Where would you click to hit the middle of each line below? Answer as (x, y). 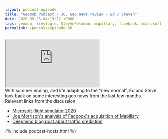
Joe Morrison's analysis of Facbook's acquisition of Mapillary (75, 116)
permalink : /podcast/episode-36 (39, 28)
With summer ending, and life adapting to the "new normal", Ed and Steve (81, 91)
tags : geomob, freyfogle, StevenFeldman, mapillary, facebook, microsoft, (85, 24)
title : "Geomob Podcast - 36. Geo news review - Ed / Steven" (71, 14)
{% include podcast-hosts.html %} (41, 131)
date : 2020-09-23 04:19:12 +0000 (40, 19)
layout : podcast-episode (31, 10)
